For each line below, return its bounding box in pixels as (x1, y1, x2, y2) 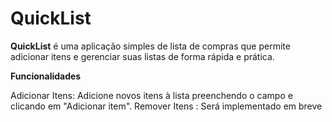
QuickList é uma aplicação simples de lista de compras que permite (10, 40, 291, 52)
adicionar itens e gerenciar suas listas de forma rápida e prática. (10, 50, 275, 62)
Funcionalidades (10, 70, 82, 82)
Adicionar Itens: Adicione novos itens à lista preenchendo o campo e (10, 89, 293, 101)
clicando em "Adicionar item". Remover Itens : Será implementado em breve (10, 100, 323, 112)
